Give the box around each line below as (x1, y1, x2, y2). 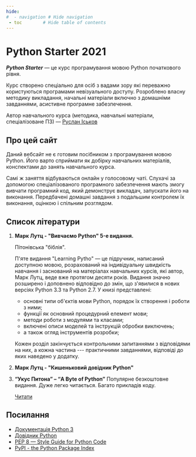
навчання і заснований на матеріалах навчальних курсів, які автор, (14, 267, 184, 274)
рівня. (6, 70, 21, 78)
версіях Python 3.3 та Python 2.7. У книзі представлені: (14, 286, 152, 293)
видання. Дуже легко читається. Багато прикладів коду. (14, 381, 156, 388)
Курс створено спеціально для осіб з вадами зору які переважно (6, 82, 171, 89)
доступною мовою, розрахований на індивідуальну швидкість (14, 261, 171, 268)
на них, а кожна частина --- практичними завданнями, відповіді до (14, 346, 184, 353)
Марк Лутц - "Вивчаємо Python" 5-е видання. (14, 232, 134, 239)
